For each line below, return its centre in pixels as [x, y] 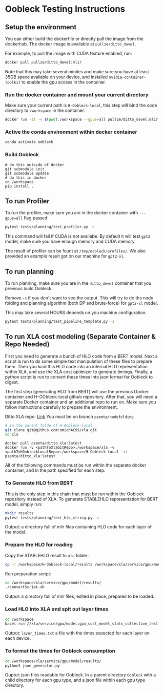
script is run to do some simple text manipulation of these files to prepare [79, 361]
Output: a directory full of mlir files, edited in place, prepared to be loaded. [80, 596]
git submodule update [27, 173]
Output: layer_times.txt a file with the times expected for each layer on [77, 633]
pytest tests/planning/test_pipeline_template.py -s [60, 322]
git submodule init [25, 169]
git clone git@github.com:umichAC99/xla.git [51, 430]
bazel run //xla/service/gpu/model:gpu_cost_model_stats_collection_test [82, 624]
